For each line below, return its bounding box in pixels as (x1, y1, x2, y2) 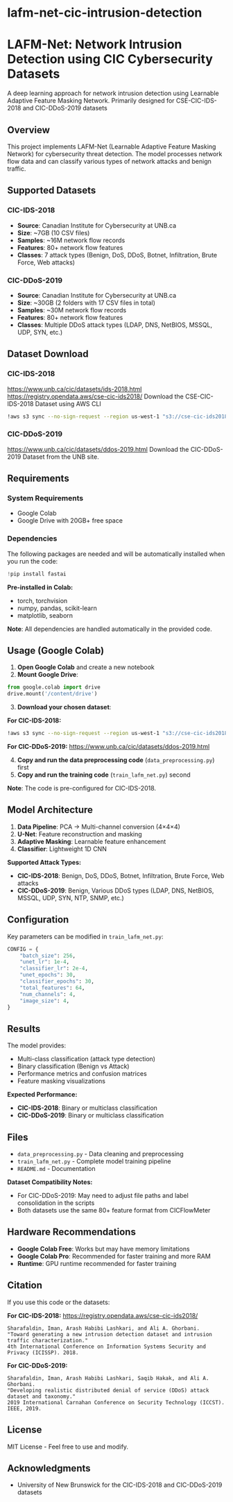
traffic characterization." (7, 1337, 89, 1344)
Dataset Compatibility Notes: (7, 1178, 93, 1186)
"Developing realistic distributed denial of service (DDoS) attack (7, 1387, 209, 1394)
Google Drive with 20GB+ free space (17, 516, 123, 525)
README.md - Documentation (17, 1165, 96, 1173)
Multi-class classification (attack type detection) (17, 1055, 156, 1063)
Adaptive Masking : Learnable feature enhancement (17, 837, 166, 845)
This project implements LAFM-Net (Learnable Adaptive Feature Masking (7, 142, 216, 151)
